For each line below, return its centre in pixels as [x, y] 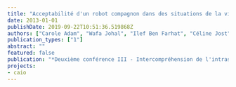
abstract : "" [26, 46]
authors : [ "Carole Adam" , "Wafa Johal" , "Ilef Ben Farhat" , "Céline [110, 33]
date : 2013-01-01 [33, 20]
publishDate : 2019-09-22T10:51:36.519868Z [70, 27]
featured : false [31, 53]
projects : [22, 66]
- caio [17, 72]
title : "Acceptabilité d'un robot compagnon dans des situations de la [114, 14]
